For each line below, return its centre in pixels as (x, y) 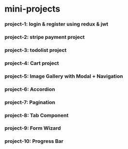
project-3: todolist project (36, 50)
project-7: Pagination (30, 102)
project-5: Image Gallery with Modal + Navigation (64, 76)
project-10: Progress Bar (34, 141)
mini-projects (32, 9)
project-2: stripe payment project (45, 37)
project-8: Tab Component (37, 115)
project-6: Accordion (30, 89)
